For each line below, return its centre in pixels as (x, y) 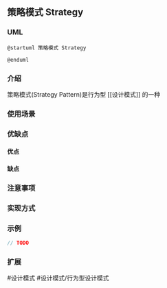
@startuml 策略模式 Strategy (47, 48)
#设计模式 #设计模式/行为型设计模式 (58, 278)
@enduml (18, 60)
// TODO (18, 243)
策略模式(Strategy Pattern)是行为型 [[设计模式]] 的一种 (83, 94)
